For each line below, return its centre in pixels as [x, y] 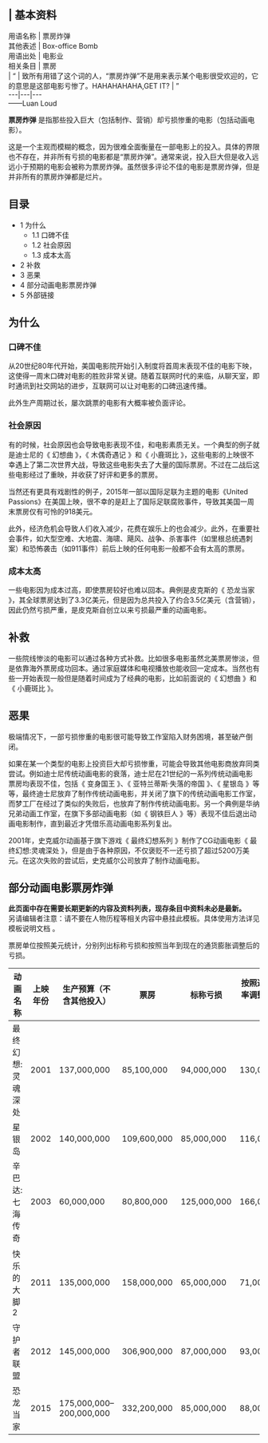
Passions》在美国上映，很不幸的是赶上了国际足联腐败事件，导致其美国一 [128, 501]
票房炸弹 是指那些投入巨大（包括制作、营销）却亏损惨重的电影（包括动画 [128, 120]
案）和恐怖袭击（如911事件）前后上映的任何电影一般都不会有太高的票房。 [129, 548]
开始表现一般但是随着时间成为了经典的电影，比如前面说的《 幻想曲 [131, 678]
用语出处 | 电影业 [36, 56]
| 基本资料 [33, 15]
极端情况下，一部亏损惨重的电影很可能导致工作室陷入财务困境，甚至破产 [127, 736]
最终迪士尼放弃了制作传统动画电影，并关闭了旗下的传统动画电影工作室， [141, 793]
